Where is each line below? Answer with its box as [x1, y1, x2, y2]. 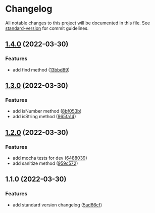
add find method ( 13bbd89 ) [12, 66, 70, 73]
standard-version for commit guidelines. [5, 25, 89, 31]
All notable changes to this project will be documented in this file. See [5, 20, 150, 26]
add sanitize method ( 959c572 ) [12, 160, 78, 166]
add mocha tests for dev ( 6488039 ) [12, 155, 87, 161]
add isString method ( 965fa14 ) [12, 114, 76, 120]
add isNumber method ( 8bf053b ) [12, 108, 82, 114]
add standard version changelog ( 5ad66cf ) [12, 201, 102, 208]
